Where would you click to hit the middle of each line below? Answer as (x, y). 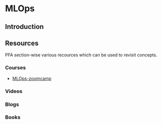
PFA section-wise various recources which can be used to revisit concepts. (81, 55)
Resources (22, 43)
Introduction (25, 27)
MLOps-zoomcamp (32, 78)
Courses (15, 68)
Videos (14, 91)
